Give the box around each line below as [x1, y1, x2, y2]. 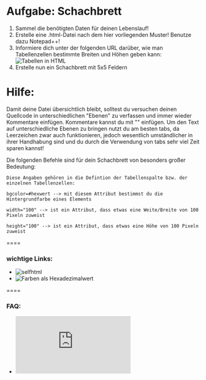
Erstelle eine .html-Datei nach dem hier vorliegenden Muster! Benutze [15, 31, 192, 38]
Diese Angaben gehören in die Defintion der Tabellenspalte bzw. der [6, 175, 188, 181]
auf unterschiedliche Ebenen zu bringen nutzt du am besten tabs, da [6, 124, 180, 132]
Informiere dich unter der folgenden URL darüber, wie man [15, 44, 164, 51]
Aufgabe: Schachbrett [6, 4, 122, 18]
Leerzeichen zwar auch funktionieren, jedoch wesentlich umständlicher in [6, 131, 193, 139]
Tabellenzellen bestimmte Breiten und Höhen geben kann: [15, 50, 162, 58]
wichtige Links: [6, 254, 53, 263]
